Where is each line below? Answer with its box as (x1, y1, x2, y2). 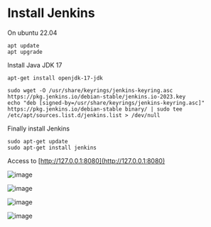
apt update (7, 42, 40, 49)
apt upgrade (7, 48, 43, 55)
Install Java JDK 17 (7, 60, 63, 69)
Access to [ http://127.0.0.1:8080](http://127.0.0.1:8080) (7, 156, 166, 165)
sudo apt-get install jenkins (7, 144, 97, 151)
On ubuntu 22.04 (7, 28, 58, 37)
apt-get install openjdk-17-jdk (7, 74, 103, 82)
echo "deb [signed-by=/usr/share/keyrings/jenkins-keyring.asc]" (7, 99, 205, 106)
